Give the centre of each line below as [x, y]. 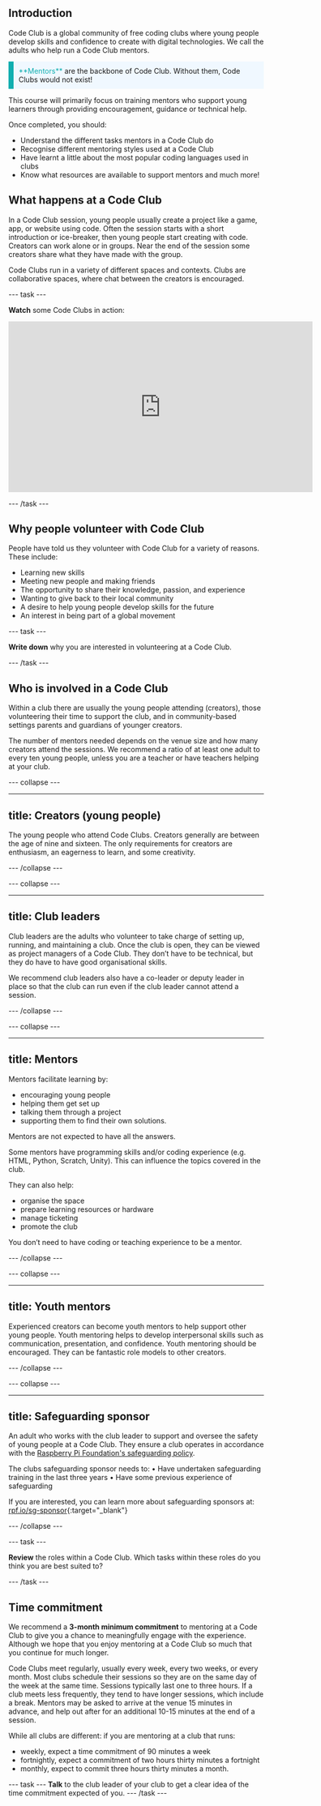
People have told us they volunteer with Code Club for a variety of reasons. [134, 548]
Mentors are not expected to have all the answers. [92, 1136]
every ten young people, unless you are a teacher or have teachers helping [134, 758]
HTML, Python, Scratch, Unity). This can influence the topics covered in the [135, 1160]
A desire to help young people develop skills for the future [117, 607]
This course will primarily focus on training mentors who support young [128, 100]
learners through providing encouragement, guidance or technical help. [128, 109]
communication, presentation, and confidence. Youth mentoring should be [133, 1343]
